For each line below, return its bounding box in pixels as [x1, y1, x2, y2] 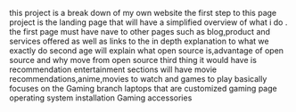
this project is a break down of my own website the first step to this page [9, 8, 277, 18]
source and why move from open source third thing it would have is [9, 55, 257, 65]
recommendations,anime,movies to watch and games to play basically [9, 74, 267, 84]
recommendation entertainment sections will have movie [9, 64, 217, 75]
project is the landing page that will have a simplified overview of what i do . [9, 17, 288, 28]
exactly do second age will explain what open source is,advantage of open [9, 45, 284, 56]
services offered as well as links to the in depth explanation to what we [9, 36, 269, 46]
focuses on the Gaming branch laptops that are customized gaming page [9, 84, 278, 93]
